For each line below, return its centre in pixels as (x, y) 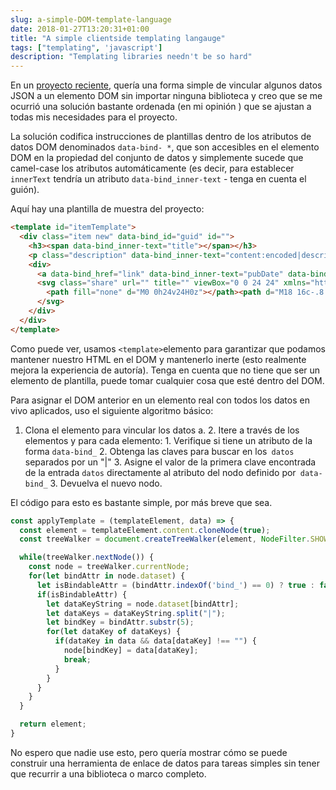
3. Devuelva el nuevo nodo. (106, 483)
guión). (25, 190)
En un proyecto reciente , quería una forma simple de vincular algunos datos (166, 85)
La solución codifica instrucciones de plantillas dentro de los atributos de (161, 137)
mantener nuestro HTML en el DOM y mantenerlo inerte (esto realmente (158, 359)
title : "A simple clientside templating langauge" (118, 38)
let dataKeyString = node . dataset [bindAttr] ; (143, 604)
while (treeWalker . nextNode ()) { (87, 557)
